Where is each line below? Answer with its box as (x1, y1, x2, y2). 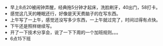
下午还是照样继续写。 (10, 23, 55, 29)
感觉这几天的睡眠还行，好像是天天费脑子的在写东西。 (10, 10, 121, 16)
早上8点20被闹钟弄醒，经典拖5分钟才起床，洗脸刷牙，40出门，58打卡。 (10, 4, 160, 10)
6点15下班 (10, 35, 31, 41)
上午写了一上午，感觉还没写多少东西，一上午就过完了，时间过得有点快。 (10, 17, 160, 22)
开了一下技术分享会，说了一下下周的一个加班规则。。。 (10, 29, 121, 35)
